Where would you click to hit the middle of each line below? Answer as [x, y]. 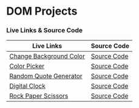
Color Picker [27, 67]
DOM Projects [42, 11]
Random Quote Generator [46, 76]
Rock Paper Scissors [39, 96]
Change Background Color [47, 56]
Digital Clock [27, 86]
